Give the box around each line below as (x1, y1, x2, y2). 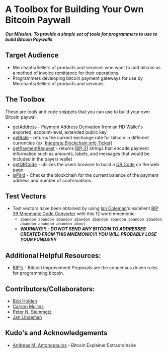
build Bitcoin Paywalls (5, 36, 53, 42)
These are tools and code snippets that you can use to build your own (5, 109, 150, 115)
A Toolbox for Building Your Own (5, 4, 144, 15)
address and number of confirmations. (12, 177, 93, 183)
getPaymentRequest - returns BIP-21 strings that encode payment (12, 145, 149, 151)
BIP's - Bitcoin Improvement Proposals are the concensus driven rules (12, 265, 158, 271)
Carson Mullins (12, 304, 44, 309)
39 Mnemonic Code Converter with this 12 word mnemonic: (12, 211, 136, 217)
